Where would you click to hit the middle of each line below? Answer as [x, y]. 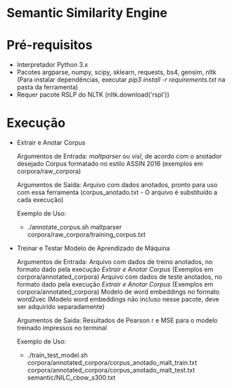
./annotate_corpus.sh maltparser [75, 227]
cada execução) [40, 200]
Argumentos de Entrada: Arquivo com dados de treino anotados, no [115, 262]
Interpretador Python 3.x [52, 65]
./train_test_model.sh [58, 355]
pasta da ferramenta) [47, 87]
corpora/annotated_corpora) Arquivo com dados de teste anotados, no [120, 277]
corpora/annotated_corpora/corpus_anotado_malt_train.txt [112, 363]
